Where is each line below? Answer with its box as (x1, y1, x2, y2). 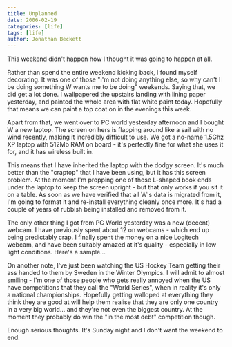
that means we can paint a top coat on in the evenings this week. (7, 105, 192, 113)
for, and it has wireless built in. (7, 148, 94, 156)
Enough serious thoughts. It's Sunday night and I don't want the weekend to (7, 326, 223, 335)
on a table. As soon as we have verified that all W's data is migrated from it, (7, 191, 222, 199)
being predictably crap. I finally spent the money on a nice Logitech (7, 233, 199, 242)
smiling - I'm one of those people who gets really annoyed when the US (7, 276, 211, 284)
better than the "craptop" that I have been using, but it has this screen (7, 169, 206, 177)
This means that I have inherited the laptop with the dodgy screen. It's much (7, 161, 224, 169)
